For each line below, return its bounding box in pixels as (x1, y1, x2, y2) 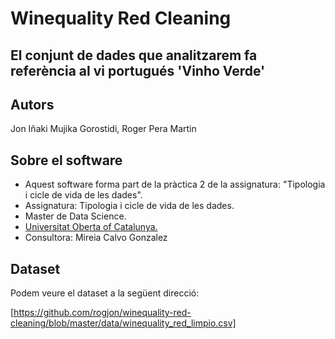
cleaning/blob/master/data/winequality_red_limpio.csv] (10, 317, 237, 329)
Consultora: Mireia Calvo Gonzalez (24, 232, 168, 244)
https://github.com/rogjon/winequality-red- (13, 307, 192, 319)
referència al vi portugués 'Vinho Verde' (10, 62, 266, 79)
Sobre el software (10, 152, 123, 169)
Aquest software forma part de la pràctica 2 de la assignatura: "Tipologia (24, 178, 326, 191)
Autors (10, 96, 55, 113)
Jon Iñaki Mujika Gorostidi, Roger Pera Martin (10, 123, 197, 135)
